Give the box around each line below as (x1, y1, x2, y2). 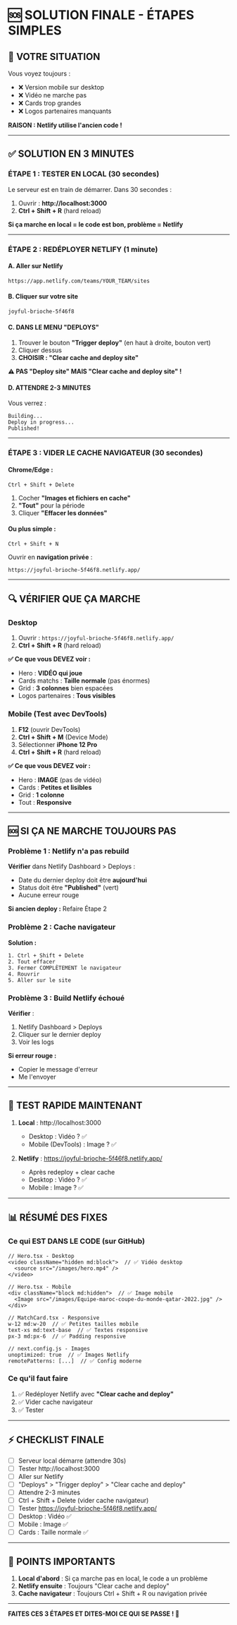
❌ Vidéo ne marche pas (18, 91, 87, 99)
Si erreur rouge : (8, 1052, 57, 1060)
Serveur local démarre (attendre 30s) (18, 1456, 127, 1465)
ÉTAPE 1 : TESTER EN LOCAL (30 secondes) (8, 169, 160, 179)
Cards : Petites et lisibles (18, 783, 92, 791)
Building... (8, 413, 43, 420)
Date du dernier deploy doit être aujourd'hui (18, 876, 147, 885)
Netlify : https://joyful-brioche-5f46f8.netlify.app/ (18, 1154, 162, 1163)
